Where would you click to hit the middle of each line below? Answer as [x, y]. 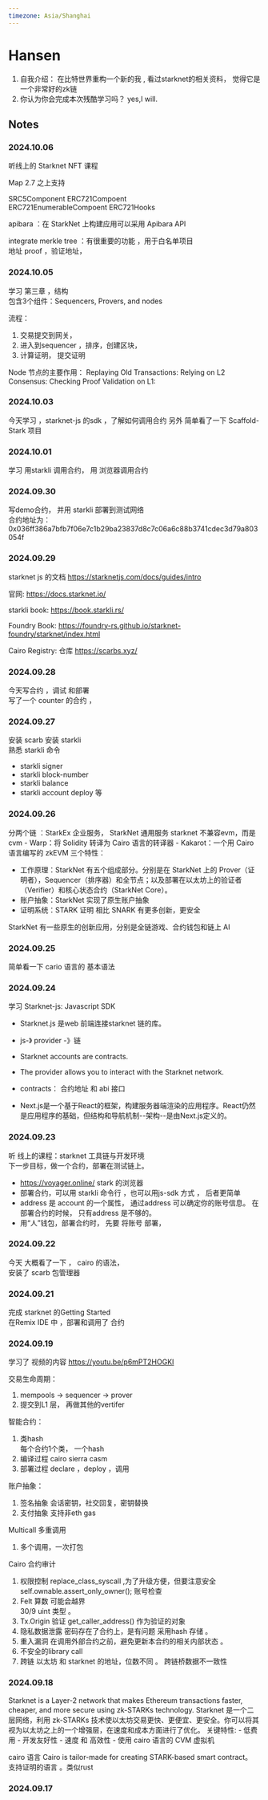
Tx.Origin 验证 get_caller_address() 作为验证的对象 [103, 1621]
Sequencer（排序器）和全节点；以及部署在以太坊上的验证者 [143, 880]
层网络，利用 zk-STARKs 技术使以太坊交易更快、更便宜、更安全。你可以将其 [134, 1720]
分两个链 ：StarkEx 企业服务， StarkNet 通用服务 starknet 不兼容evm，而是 [132, 832]
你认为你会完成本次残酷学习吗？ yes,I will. [89, 99]
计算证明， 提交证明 [52, 355]
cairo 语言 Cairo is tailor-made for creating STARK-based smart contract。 [130, 1757]
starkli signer [41, 766]
